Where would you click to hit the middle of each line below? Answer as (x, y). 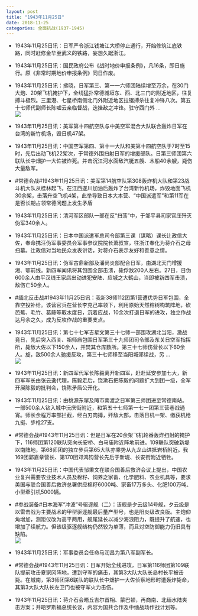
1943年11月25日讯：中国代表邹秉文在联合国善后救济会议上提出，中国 (98, 470)
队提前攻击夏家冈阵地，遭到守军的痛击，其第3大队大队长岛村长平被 (97, 573)
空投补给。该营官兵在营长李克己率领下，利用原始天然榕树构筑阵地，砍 (105, 305)
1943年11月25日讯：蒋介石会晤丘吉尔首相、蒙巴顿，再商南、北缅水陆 (98, 600)
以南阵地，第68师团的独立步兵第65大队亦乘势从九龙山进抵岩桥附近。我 (101, 450)
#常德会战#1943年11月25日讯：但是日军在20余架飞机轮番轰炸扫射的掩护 (102, 435)
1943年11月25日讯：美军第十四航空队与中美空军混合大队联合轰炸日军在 (101, 126)
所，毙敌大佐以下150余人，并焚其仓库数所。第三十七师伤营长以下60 (97, 347)
